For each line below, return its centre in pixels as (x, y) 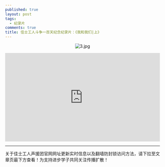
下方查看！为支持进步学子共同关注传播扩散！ (63, 160)
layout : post (18, 14)
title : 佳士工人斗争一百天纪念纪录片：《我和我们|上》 (53, 32)
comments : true (21, 28)
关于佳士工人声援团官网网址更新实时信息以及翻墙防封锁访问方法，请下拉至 (80, 153)
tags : (11, 19)
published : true (22, 10)
